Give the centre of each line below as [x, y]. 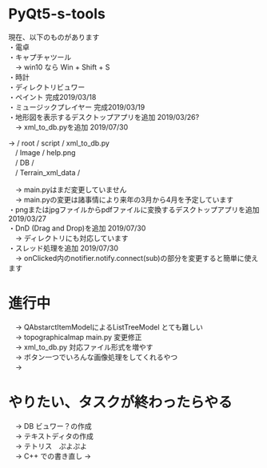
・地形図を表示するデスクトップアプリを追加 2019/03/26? [104, 117]
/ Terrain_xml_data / [48, 172]
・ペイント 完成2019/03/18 [52, 97]
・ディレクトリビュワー [47, 87]
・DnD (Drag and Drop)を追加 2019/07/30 [77, 228]
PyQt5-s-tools [57, 14]
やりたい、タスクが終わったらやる [121, 403]
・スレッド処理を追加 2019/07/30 [63, 248]
